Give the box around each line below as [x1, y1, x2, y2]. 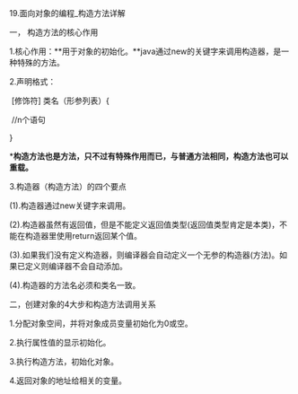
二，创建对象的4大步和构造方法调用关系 [9, 299, 157, 310]
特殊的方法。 [16, 57, 65, 67]
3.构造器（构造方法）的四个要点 [9, 181, 127, 191]
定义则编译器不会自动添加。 [24, 261, 127, 271]
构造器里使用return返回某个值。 [24, 231, 142, 241]
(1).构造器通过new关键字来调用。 [9, 200, 131, 211]
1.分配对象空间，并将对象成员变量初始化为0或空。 [9, 318, 193, 328]
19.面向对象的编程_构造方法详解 [9, 8, 126, 18]
